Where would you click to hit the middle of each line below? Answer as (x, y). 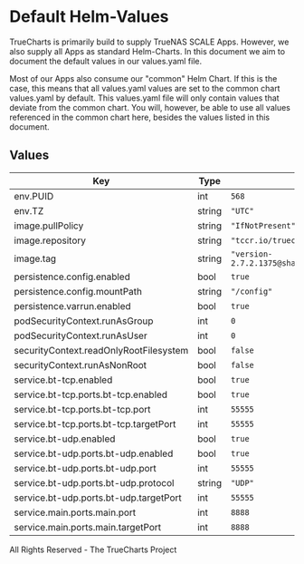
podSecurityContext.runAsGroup (84, 321)
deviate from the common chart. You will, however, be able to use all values (150, 107)
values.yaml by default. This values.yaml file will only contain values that (144, 98)
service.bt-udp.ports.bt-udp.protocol (94, 482)
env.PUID (34, 196)
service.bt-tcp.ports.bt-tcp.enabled (91, 394)
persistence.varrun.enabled (72, 306)
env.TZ (29, 210)
